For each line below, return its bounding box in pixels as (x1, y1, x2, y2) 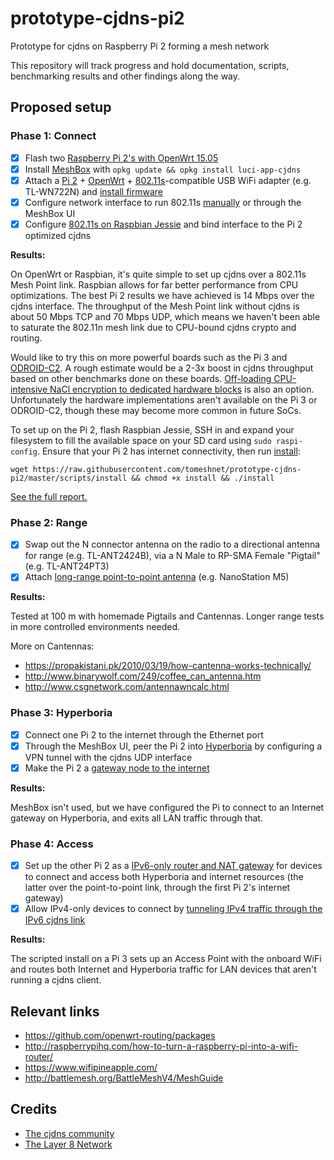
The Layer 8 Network (24, 1138, 113, 1150)
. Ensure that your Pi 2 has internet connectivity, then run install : (36, 445, 301, 457)
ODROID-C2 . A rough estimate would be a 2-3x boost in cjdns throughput (10, 362, 314, 374)
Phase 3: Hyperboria (10, 706, 113, 720)
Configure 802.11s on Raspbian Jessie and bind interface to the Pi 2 (24, 218, 303, 230)
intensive (10, 383, 48, 395)
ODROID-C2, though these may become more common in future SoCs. (10, 404, 302, 416)
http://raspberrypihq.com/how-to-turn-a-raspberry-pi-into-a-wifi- (24, 1040, 299, 1052)
